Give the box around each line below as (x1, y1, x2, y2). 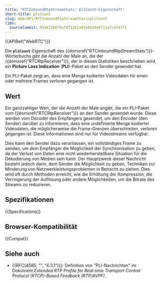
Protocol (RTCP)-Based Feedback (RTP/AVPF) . (12, 273, 106, 279)
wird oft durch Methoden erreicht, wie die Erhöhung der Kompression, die (5, 171, 153, 177)
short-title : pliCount (5, 12, 51, 17)
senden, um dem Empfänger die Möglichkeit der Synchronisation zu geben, (5, 145, 156, 151)
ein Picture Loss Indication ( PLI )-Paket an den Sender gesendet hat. (5, 64, 143, 70)
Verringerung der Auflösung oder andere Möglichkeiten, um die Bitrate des (5, 176, 155, 182)
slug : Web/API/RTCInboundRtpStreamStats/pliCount (5, 16, 108, 21)
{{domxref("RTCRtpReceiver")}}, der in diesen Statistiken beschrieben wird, (5, 58, 157, 64)
